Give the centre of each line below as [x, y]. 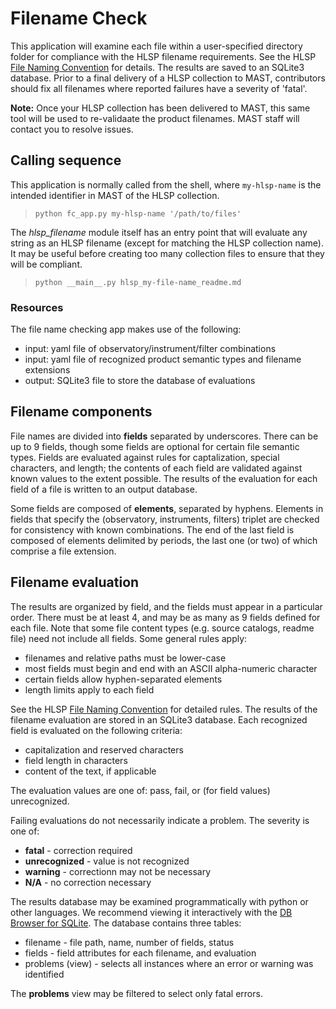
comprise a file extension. [63, 551]
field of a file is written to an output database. [104, 489]
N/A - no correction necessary [88, 882]
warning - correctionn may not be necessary [118, 871]
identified [44, 974]
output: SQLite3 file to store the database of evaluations [140, 381]
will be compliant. [46, 264]
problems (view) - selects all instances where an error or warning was [169, 963]
